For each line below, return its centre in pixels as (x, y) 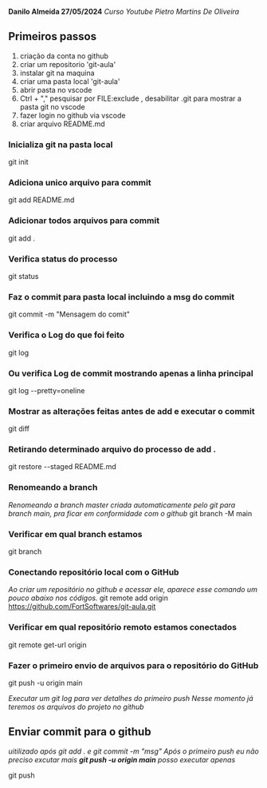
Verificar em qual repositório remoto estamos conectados (123, 627)
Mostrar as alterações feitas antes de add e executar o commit (132, 411)
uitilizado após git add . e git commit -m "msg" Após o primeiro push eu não (133, 751)
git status (24, 276)
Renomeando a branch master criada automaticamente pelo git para (122, 505)
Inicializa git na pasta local (61, 145)
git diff (19, 429)
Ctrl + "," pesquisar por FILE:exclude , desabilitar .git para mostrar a (130, 98)
